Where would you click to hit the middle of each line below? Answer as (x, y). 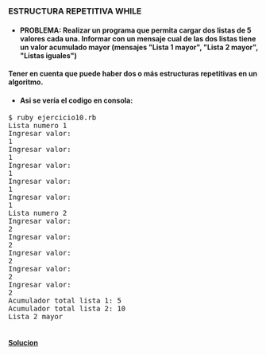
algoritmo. (26, 82)
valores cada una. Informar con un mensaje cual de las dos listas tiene (138, 38)
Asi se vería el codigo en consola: (76, 100)
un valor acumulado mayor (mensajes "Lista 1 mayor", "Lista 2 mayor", (139, 47)
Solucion (23, 342)
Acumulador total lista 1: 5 (65, 301)
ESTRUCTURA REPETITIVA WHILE (75, 11)
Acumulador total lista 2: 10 (67, 309)
